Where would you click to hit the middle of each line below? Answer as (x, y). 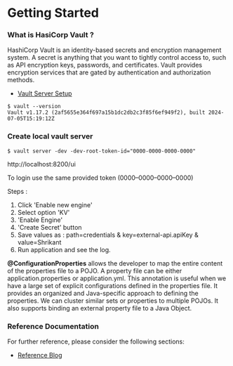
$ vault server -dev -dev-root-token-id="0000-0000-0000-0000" (102, 151)
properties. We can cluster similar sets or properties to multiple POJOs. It (113, 301)
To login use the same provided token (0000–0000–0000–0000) (100, 178)
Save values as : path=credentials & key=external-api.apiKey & (108, 235)
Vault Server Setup (45, 93)
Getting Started (53, 13)
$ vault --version (34, 107)
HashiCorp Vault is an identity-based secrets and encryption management (114, 50)
